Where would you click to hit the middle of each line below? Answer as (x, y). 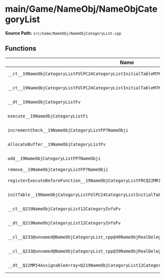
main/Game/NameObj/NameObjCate (81, 9)
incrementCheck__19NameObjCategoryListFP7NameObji (68, 130)
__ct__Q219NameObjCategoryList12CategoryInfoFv (64, 209)
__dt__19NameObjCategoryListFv (44, 102)
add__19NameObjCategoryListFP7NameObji (54, 158)
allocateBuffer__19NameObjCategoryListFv (57, 144)
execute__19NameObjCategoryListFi (48, 116)
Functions (21, 48)
